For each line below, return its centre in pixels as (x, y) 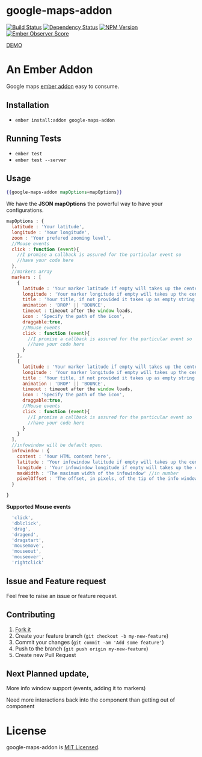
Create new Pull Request (45, 655)
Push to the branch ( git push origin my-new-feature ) (81, 649)
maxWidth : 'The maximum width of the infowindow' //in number (98, 473)
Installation (28, 105)
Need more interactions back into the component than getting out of (91, 700)
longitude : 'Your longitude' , (51, 232)
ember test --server (41, 160)
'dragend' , (25, 534)
